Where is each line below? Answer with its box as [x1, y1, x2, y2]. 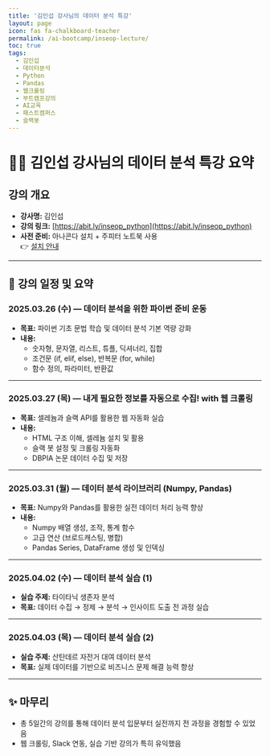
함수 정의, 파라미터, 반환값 [31, 363, 114, 373]
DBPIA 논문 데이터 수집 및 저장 [31, 452, 129, 463]
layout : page [8, 19, 52, 27]
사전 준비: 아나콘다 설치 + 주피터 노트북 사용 [19, 231, 158, 241]
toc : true [8, 42, 42, 50]
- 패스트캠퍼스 [15, 109, 56, 118]
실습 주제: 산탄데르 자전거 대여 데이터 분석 [19, 651, 151, 661]
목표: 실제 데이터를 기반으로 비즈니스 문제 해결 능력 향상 [19, 662, 194, 671]
